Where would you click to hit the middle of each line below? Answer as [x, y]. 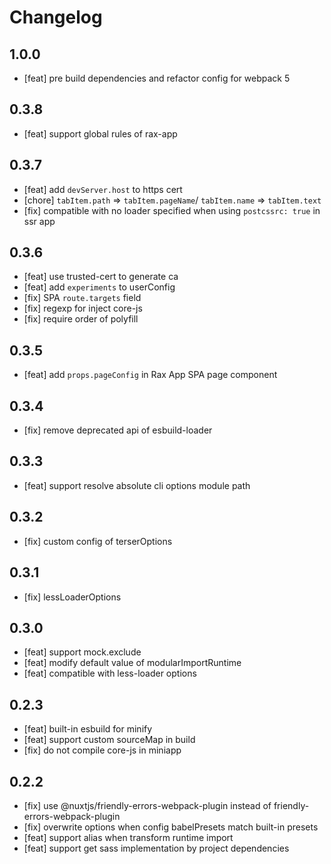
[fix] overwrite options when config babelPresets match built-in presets [171, 827]
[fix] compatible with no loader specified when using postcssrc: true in [172, 210]
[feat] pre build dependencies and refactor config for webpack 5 [157, 78]
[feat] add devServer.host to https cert [103, 189]
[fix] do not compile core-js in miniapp [102, 750]
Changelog [56, 17]
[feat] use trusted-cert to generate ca [101, 277]
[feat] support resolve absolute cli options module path [137, 485]
